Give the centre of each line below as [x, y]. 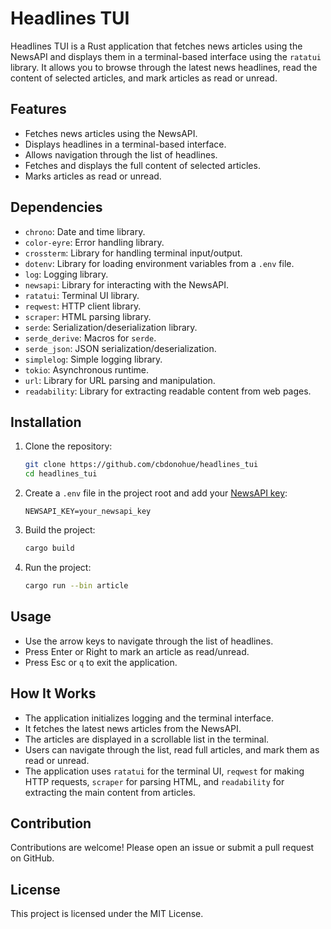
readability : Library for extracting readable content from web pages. [168, 391]
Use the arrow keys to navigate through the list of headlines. [149, 641]
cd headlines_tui [61, 474]
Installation [46, 422]
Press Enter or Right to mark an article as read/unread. [137, 651]
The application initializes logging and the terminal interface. [149, 718]
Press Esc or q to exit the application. [101, 662]
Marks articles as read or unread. [93, 176]
